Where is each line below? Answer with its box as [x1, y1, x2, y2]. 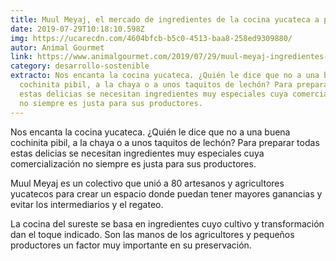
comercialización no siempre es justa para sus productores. [10, 157, 257, 170]
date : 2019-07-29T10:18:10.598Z [10, 24, 145, 34]
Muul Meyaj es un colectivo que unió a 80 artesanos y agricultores [10, 177, 285, 189]
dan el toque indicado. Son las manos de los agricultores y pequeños [10, 228, 295, 240]
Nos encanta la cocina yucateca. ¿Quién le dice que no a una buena [10, 126, 291, 138]
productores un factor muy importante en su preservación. [10, 239, 252, 251]
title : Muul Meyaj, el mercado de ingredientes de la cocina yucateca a [10, 14, 320, 25]
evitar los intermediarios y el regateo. [10, 198, 164, 210]
